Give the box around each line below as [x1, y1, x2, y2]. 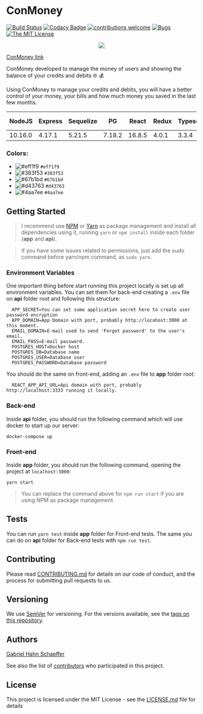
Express [38, 116, 63, 125]
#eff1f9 [40, 164, 60, 170]
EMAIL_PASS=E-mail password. [11, 339, 85, 345]
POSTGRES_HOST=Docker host [11, 344, 80, 350]
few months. [6, 98, 37, 106]
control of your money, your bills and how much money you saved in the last [6, 92, 196, 99]
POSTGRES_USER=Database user [11, 355, 85, 361]
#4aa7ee [44, 190, 64, 196]
